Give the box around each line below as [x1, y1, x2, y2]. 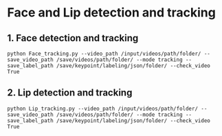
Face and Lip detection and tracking [7, 5, 217, 21]
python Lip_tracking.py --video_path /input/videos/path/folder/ [7, 105, 198, 112]
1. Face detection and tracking [7, 32, 139, 44]
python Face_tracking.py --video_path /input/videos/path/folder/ [7, 50, 201, 57]
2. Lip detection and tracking [7, 87, 133, 99]
